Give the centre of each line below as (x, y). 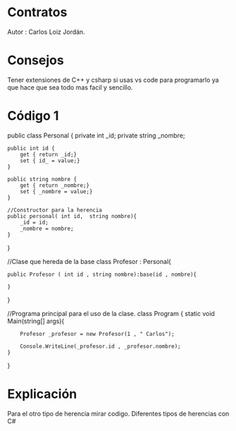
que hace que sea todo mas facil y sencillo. (70, 87)
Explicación (42, 394)
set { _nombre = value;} (56, 191)
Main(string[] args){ (36, 321)
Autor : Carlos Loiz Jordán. (46, 32)
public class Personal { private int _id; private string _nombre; (96, 135)
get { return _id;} (49, 154)
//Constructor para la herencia (55, 210)
